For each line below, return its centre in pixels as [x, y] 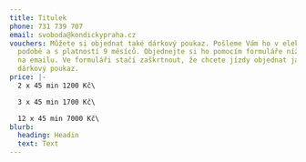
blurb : [22, 127]
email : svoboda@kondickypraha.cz [73, 35]
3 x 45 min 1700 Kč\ [56, 102]
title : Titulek [38, 18]
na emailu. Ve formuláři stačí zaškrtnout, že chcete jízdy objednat [152, 60]
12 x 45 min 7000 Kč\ [59, 118]
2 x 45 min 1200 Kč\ [56, 86]
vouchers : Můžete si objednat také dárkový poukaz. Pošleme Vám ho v [144, 43]
